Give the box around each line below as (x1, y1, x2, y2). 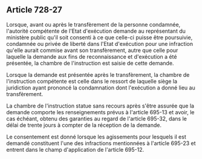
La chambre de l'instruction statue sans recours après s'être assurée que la (6, 102, 195, 109)
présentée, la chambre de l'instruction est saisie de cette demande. (6, 59, 174, 67)
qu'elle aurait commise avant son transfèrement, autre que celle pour (6, 47, 178, 54)
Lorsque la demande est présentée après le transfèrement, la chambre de (6, 71, 190, 78)
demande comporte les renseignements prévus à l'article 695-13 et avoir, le (6, 108, 195, 115)
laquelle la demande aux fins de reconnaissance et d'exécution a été (6, 53, 177, 60)
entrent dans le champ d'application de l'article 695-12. (6, 146, 145, 153)
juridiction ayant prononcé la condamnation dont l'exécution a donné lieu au (6, 84, 195, 91)
